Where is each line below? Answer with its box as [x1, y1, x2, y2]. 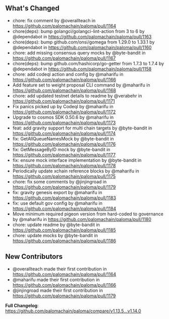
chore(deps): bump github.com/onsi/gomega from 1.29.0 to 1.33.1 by [12, 39, 155, 45]
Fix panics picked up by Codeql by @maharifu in [12, 103, 114, 109]
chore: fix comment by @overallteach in [12, 17, 96, 23]
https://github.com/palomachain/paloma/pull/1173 [12, 119, 116, 125]
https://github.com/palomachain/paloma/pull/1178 [12, 162, 116, 168]
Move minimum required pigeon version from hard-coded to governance [12, 211, 164, 217]
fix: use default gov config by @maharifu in [12, 200, 102, 206]
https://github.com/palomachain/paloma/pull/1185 [12, 227, 116, 233]
